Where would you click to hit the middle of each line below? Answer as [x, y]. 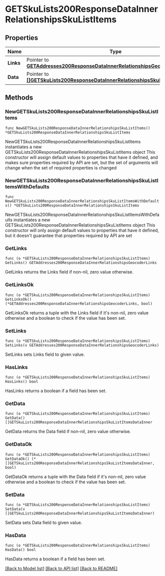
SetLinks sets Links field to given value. [45, 354]
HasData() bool [21, 550]
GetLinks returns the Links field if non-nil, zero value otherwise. [69, 272]
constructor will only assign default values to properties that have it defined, [82, 230]
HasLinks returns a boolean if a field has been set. [56, 391]
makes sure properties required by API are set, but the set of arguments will [82, 162]
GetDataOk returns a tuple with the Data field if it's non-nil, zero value [76, 476]
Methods [19, 98]
